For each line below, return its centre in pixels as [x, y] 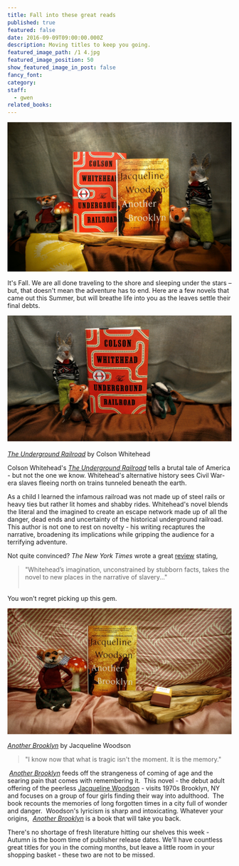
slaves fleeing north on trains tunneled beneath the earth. [103, 483]
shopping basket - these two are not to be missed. [81, 855]
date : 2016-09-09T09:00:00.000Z [55, 38]
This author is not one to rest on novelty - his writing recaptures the [106, 527]
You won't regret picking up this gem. [62, 598]
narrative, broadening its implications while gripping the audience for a [111, 534]
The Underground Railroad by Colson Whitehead [79, 454]
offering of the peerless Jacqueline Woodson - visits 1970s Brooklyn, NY [114, 788]
